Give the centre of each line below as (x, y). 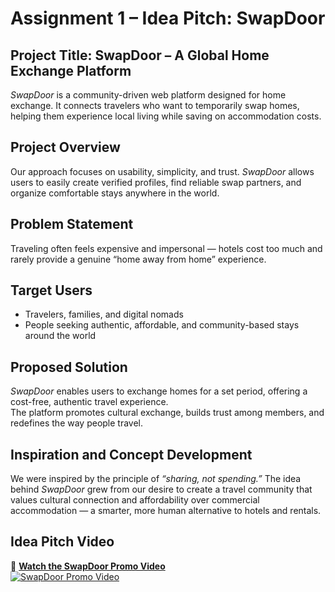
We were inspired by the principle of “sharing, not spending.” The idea (156, 479)
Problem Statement (72, 224)
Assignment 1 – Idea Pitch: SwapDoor (168, 18)
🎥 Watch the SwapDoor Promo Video (88, 566)
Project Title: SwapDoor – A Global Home (140, 55)
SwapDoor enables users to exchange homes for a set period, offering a (159, 391)
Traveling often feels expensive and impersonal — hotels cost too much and (166, 248)
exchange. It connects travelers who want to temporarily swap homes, (155, 105)
